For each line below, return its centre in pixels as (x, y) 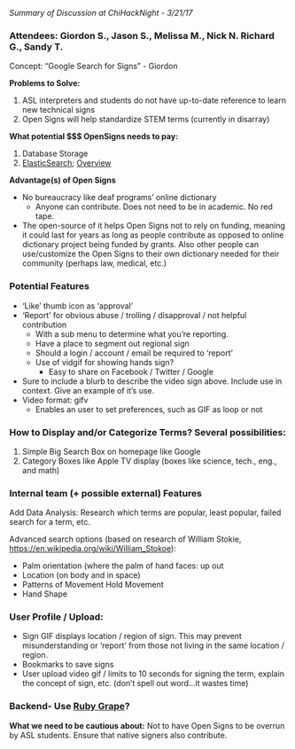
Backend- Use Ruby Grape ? (70, 706)
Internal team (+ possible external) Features (105, 493)
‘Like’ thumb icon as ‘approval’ (78, 306)
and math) (41, 470)
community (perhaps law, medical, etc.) (94, 263)
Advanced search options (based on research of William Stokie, (125, 539)
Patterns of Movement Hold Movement (93, 585)
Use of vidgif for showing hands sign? (105, 362)
